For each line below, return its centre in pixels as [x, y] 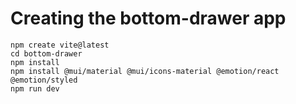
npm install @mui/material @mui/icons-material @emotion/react [145, 71]
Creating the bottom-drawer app [148, 18]
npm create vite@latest [60, 45]
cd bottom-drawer [46, 53]
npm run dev [35, 88]
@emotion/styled [44, 80]
